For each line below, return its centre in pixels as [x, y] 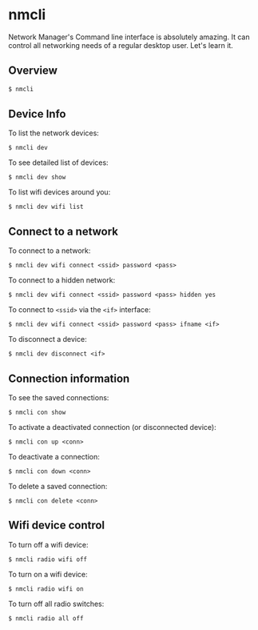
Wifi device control [57, 526]
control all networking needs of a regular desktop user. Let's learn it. [121, 45]
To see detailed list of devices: [59, 163]
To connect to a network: [50, 251]
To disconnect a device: [48, 339]
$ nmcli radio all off [46, 618]
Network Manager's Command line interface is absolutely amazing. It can [129, 37]
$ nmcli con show [37, 413]
